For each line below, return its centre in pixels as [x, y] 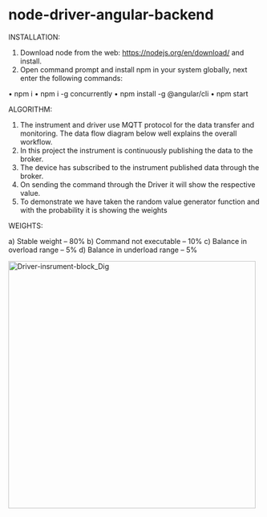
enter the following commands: [71, 78]
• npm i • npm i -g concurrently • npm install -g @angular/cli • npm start [128, 93]
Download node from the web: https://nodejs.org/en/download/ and [132, 52]
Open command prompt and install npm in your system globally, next [133, 69]
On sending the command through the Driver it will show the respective [138, 184]
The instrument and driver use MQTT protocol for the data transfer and [137, 124]
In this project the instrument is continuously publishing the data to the [136, 150]
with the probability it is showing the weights [93, 210]
